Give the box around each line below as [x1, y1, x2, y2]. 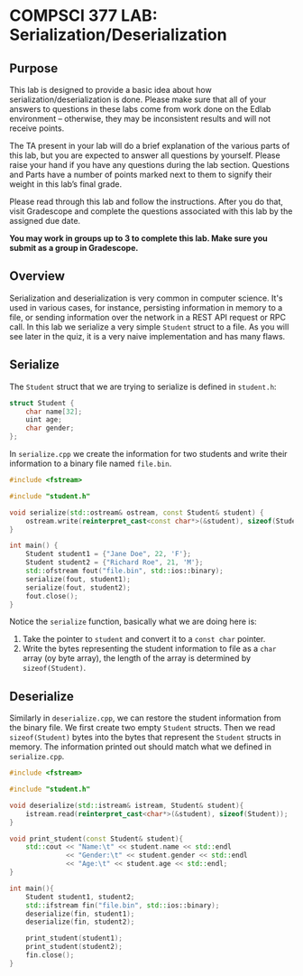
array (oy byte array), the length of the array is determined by [22, 653, 251, 664]
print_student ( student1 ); [25, 934, 124, 943]
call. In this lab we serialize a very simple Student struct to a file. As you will [9, 321, 289, 332]
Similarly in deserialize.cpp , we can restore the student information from [9, 712, 281, 723]
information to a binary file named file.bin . [9, 458, 172, 469]
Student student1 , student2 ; [25, 892, 135, 901]
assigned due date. [9, 216, 81, 226]
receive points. [9, 123, 65, 134]
